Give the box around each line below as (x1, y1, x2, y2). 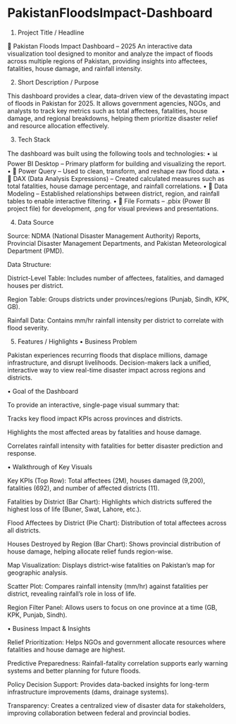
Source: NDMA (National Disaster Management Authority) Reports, (7, 231, 201, 240)
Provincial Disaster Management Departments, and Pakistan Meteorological (7, 239, 227, 247)
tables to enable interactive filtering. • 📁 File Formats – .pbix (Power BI (7, 196, 211, 205)
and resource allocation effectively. (7, 121, 109, 130)
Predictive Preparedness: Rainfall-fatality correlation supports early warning (7, 659, 228, 667)
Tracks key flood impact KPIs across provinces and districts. (7, 414, 183, 423)
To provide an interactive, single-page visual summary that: (7, 400, 180, 409)
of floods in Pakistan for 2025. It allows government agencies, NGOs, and (7, 99, 221, 107)
